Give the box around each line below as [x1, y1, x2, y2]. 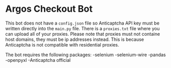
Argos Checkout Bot [5, 3, 93, 15]
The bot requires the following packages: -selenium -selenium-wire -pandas [5, 52, 166, 58]
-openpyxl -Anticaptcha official [5, 57, 71, 63]
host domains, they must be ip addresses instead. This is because [5, 36, 144, 42]
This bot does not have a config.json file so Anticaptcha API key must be [5, 20, 160, 26]
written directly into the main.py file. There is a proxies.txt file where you [5, 25, 160, 31]
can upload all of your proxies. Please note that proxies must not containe [5, 31, 160, 37]
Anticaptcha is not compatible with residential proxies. [5, 41, 119, 48]
